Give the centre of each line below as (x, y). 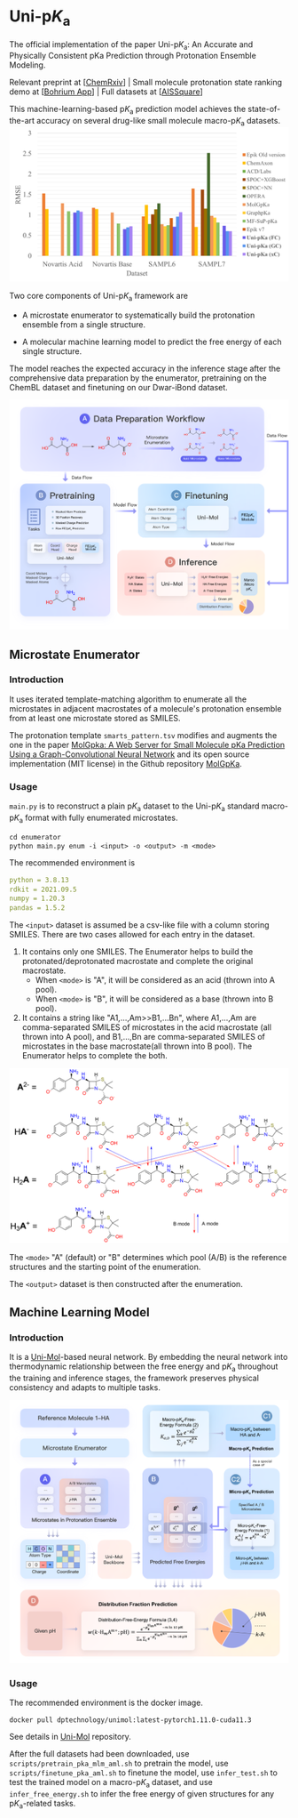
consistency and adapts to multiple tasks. (85, 1387)
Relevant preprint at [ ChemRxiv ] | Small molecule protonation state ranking (145, 83)
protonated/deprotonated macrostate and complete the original (137, 961)
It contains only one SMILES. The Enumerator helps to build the (137, 952)
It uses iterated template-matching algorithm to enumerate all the (128, 699)
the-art (22, 121)
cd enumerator (35, 837)
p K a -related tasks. (43, 1805)
